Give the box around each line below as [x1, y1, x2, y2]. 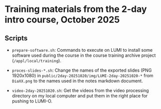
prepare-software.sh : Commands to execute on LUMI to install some [11, 47, 153, 53]
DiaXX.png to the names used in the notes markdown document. [11, 78, 143, 84]
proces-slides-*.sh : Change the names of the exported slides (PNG [11, 67, 152, 73]
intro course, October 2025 [4, 14, 120, 25]
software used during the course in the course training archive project [11, 52, 156, 58]
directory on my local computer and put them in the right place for [11, 93, 148, 99]
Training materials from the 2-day [4, 3, 147, 15]
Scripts [4, 34, 28, 42]
